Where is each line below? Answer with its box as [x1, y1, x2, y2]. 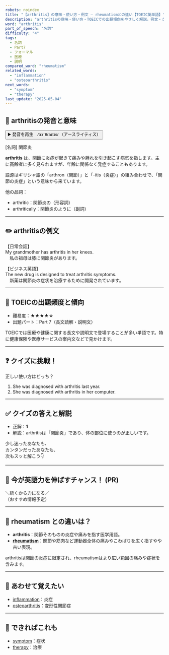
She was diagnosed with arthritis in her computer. [12, 388, 116, 395]
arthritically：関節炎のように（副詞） [12, 206, 89, 212]
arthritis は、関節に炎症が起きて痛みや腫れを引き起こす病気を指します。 [5, 155, 155, 161]
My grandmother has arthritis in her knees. [5, 249, 94, 255]
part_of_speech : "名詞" [5, 26, 54, 31]
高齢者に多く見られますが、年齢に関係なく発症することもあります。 [9, 161, 150, 167]
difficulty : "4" [5, 31, 39, 36]
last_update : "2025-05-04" [5, 96, 62, 101]
